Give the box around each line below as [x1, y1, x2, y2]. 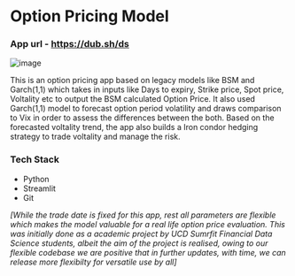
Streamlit [22, 183, 57, 194]
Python [22, 173, 50, 184]
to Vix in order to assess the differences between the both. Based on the [10, 112, 275, 123]
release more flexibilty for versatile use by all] [10, 257, 177, 267]
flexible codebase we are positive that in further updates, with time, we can [10, 247, 286, 257]
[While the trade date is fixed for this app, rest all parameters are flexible [10, 210, 276, 220]
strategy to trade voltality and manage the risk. [10, 131, 181, 142]
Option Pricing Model [10, 6, 169, 27]
